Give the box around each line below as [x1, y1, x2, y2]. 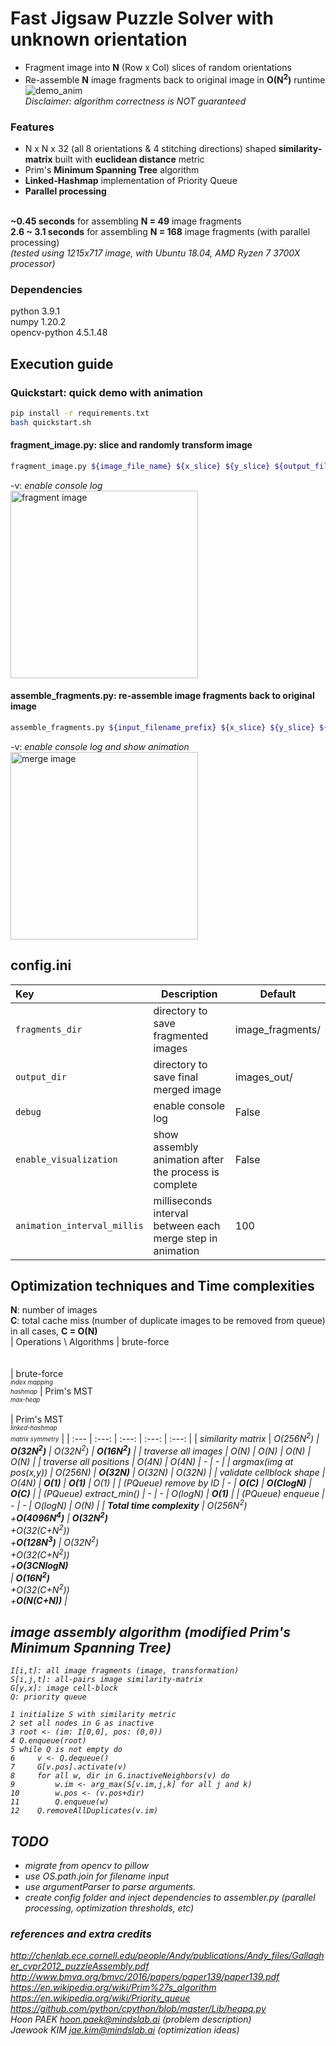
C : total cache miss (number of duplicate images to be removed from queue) [10, 1315, 326, 1327]
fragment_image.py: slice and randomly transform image [10, 439, 253, 451]
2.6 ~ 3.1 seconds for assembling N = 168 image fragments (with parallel [10, 225, 311, 237]
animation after [153, 1152, 225, 1166]
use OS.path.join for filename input [24, 1870, 170, 1882]
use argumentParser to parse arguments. [24, 1880, 197, 1892]
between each [153, 1218, 221, 1232]
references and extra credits [10, 1927, 152, 1941]
